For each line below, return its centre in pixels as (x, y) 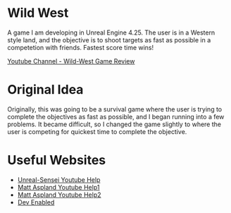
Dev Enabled (36, 202)
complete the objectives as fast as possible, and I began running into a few (116, 116)
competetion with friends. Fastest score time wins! (81, 47)
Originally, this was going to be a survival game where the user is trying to (115, 109)
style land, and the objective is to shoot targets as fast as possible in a (109, 39)
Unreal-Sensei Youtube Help (59, 179)
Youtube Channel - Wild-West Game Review (71, 61)
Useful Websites (57, 160)
